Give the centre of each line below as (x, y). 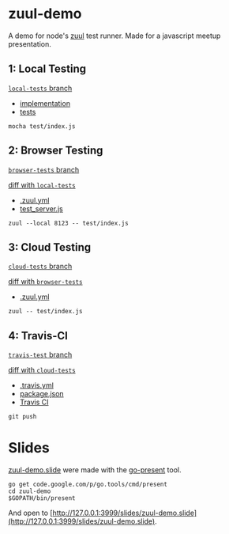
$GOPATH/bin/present (42, 498)
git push (23, 417)
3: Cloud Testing (50, 247)
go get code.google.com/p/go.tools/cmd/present (88, 485)
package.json (42, 394)
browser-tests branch (44, 169)
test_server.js (41, 208)
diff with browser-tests (45, 282)
